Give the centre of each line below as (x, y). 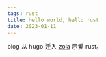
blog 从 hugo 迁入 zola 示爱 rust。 (55, 47)
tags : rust (23, 13)
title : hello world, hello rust (53, 20)
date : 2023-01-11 (32, 26)
